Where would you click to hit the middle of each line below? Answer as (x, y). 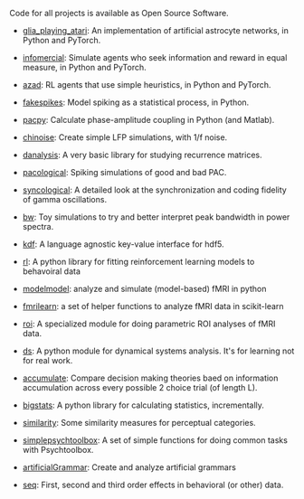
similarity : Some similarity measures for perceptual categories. (139, 423)
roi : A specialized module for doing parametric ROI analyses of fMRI (149, 324)
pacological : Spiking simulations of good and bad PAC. (124, 172)
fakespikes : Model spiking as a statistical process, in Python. (136, 102)
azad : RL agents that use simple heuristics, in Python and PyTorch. (147, 85)
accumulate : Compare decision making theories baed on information (150, 378)
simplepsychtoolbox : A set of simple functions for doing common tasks (155, 440)
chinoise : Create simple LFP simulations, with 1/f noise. (125, 137)
